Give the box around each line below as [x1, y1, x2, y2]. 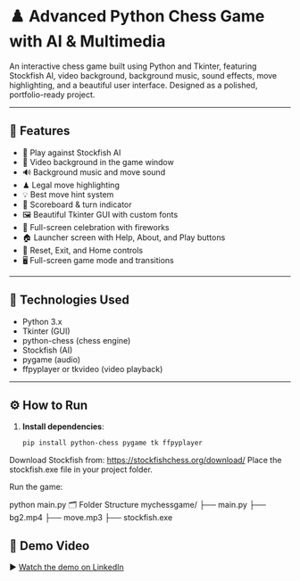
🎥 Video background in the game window [21, 156, 174, 167]
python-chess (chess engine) [21, 335, 131, 345]
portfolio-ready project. [9, 89, 96, 100]
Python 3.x [21, 316, 62, 327]
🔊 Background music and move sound [21, 166, 166, 178]
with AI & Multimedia [9, 31, 166, 52]
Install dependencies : [21, 421, 104, 432]
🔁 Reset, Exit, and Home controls [21, 245, 144, 255]
